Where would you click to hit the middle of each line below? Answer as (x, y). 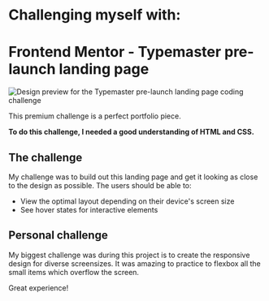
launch (32, 69)
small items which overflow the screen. (74, 272)
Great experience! (39, 288)
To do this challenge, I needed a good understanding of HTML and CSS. (131, 132)
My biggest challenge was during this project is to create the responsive (129, 255)
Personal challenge (58, 236)
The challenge (46, 157)
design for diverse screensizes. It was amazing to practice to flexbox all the (135, 263)
